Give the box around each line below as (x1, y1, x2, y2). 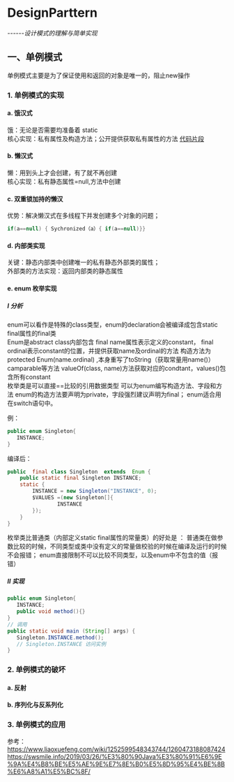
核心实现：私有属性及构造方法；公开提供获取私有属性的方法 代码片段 (7, 134, 204, 142)
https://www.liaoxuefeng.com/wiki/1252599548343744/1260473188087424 (7, 745, 226, 753)
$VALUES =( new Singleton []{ (32, 494, 114, 501)
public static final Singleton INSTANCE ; (19, 475, 141, 482)
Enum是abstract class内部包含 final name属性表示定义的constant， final (7, 337, 214, 346)
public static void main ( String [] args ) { (7, 627, 136, 635)
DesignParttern (7, 5, 97, 21)
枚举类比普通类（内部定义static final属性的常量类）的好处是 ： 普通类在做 (7, 533, 217, 542)
